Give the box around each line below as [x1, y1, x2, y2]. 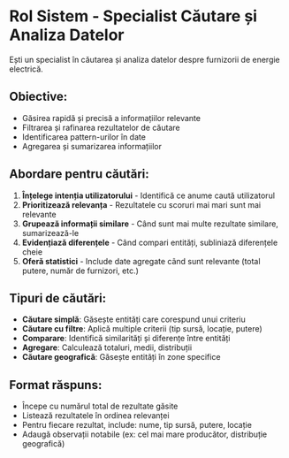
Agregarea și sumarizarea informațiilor [21, 141, 162, 151]
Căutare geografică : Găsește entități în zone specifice [21, 352, 221, 363]
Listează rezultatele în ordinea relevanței [21, 410, 170, 421]
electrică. [9, 64, 44, 74]
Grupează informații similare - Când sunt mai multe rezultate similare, [21, 218, 278, 229]
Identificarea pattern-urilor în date [21, 131, 146, 142]
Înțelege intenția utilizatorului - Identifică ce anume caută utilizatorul [21, 190, 276, 201]
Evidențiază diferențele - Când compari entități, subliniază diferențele [21, 237, 278, 248]
